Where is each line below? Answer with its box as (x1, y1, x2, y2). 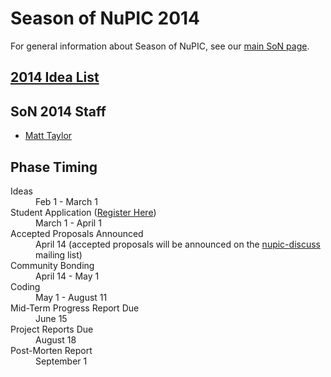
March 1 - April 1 (35, 217, 102, 229)
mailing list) (35, 248, 83, 261)
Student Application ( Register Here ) (10, 206, 157, 218)
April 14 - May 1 (35, 270, 100, 282)
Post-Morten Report (10, 344, 93, 356)
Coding (10, 280, 41, 292)
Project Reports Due (10, 323, 94, 335)
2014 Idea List (10, 69, 100, 86)
